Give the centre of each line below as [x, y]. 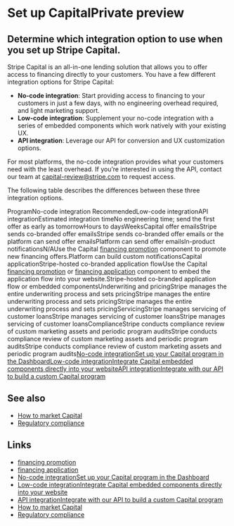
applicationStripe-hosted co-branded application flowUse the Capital [107, 264]
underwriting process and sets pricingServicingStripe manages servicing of [117, 309]
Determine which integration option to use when [115, 39]
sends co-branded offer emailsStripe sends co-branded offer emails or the [116, 234]
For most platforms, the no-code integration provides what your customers [116, 161]
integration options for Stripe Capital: [61, 82]
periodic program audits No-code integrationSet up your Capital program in [116, 354]
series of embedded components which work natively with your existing [122, 126]
